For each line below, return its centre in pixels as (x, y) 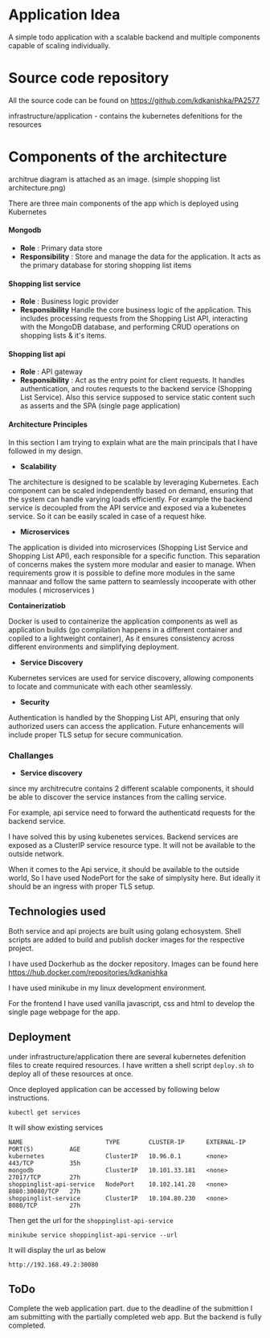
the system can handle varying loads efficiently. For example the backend (131, 499)
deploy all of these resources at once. (71, 1074)
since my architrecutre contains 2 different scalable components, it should (131, 788)
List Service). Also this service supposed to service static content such (137, 397)
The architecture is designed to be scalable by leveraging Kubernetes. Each (133, 482)
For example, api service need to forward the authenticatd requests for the (132, 812)
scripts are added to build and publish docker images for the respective (127, 939)
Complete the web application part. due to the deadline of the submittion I (131, 1308)
